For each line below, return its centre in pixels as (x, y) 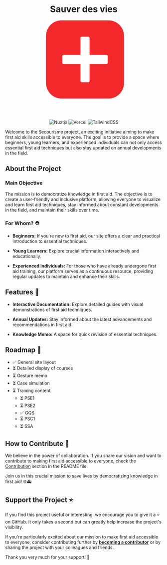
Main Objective (24, 183)
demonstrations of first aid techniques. (52, 309)
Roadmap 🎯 (23, 350)
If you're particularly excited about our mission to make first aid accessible (82, 537)
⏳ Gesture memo (30, 375)
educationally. (27, 256)
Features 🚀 (22, 292)
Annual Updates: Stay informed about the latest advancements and (82, 319)
